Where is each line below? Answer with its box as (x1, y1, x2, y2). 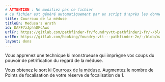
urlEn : (5, 35, 19, 40)
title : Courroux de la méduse (5, 16, 67, 21)
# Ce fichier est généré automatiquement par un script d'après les (5, 12, 148, 17)
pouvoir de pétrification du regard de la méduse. (5, 57, 103, 63)
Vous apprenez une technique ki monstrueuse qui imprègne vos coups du (5, 52, 155, 58)
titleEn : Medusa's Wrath (5, 20, 56, 26)
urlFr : (5, 30, 19, 35)
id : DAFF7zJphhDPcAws (5, 25, 50, 30)
